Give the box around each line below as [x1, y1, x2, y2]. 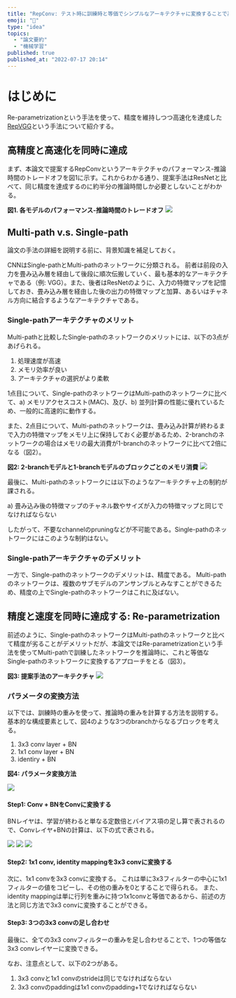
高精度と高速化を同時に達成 [7, 145, 128, 157]
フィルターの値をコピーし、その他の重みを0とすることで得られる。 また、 [7, 883, 222, 892]
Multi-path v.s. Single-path [7, 226, 129, 238]
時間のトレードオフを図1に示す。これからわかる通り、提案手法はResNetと [7, 173, 221, 181]
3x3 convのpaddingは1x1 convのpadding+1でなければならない [17, 983, 197, 991]
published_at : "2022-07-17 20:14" [7, 56, 109, 63]
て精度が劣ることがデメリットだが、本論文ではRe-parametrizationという [7, 639, 217, 647]
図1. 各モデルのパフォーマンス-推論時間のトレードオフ [7, 205, 164, 214]
